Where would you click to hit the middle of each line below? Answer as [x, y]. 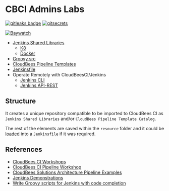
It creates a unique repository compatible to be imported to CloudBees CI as [84, 113]
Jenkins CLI [32, 80]
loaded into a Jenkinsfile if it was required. [50, 134]
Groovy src [24, 58]
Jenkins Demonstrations [38, 177]
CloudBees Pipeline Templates [44, 64]
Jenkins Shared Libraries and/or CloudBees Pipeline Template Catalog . [81, 119]
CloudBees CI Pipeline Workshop [47, 167]
